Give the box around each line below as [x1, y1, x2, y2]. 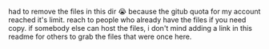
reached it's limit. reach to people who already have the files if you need [8, 15, 247, 24]
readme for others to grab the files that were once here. [8, 32, 192, 41]
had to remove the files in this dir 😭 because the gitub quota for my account [8, 7, 261, 16]
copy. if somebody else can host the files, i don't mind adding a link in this [8, 24, 252, 32]
